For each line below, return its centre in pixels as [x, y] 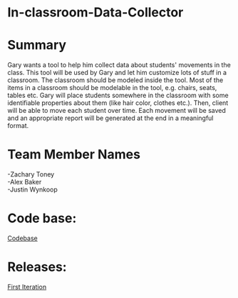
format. [18, 126]
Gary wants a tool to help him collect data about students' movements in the [119, 65]
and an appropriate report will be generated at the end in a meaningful [110, 118]
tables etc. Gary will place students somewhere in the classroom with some [118, 95]
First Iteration [27, 287]
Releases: [37, 267]
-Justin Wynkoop [33, 189]
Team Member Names [74, 155]
